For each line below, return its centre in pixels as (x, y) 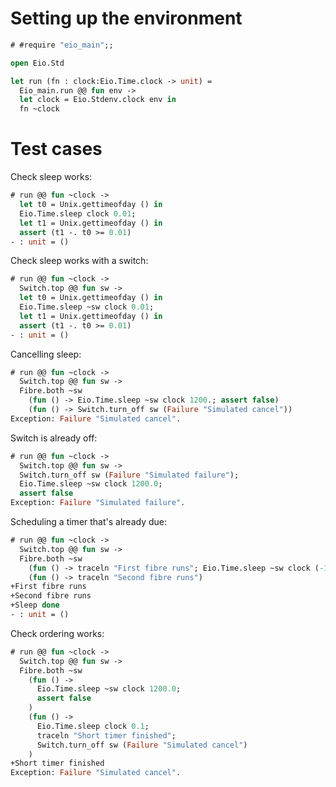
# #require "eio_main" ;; (62, 45)
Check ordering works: (57, 633)
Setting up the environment (126, 18)
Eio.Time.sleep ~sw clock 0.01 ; (87, 307)
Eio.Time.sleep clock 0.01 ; (78, 213)
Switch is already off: (54, 438)
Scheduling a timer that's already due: (89, 521)
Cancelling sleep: (46, 354)
